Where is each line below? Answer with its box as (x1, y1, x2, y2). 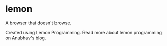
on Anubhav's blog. (5, 35, 46, 41)
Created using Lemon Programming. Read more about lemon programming (5, 29, 162, 35)
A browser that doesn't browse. (5, 20, 72, 26)
